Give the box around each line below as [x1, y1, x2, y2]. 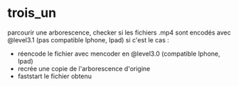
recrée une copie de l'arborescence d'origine [17, 64, 151, 73]
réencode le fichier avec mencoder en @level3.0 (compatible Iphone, [17, 49, 220, 58]
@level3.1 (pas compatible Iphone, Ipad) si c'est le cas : [7, 35, 169, 44]
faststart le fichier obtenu [17, 72, 92, 80]
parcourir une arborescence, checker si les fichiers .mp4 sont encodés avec [7, 28, 231, 37]
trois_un [7, 5, 57, 21]
